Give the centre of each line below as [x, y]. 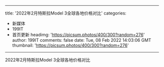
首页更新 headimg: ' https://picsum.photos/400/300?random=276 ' [78, 35]
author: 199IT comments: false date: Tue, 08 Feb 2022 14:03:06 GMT [82, 40]
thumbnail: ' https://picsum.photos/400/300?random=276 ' [71, 45]
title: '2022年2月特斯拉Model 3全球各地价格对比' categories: [66, 13]
